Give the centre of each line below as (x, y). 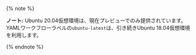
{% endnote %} (25, 47)
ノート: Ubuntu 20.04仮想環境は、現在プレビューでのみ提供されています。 (96, 20)
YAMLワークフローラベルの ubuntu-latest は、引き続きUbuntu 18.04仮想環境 (98, 28)
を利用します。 (24, 35)
